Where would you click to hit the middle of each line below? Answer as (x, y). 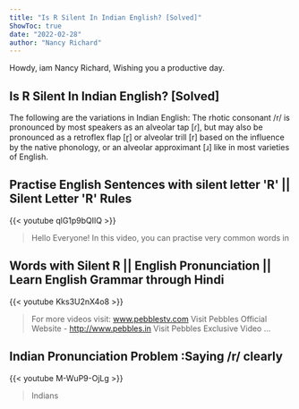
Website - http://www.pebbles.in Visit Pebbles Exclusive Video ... (151, 328)
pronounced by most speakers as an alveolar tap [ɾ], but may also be (136, 127)
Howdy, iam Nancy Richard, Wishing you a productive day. (117, 68)
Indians (45, 396)
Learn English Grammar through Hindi (117, 280)
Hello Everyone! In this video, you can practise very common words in (160, 237)
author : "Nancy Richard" (56, 43)
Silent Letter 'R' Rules (71, 199)
